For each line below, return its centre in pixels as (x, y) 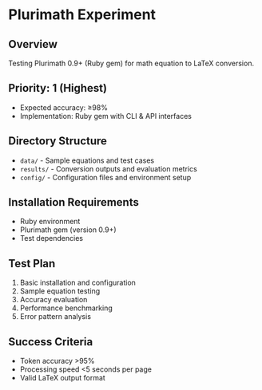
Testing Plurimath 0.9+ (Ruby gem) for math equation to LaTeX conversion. (131, 63)
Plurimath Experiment (82, 15)
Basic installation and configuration (77, 283)
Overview (33, 44)
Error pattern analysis (56, 317)
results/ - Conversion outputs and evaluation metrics (108, 168)
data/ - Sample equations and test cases (87, 160)
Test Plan (32, 264)
